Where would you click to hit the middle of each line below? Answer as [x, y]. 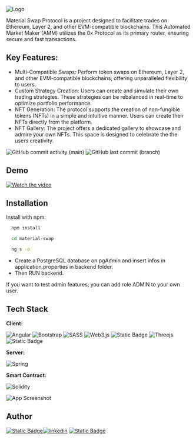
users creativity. [34, 141]
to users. [25, 84]
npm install [26, 228]
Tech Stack [27, 309]
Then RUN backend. [39, 273]
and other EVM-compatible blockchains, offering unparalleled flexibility [101, 78]
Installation [27, 203]
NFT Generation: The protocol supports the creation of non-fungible [97, 109]
